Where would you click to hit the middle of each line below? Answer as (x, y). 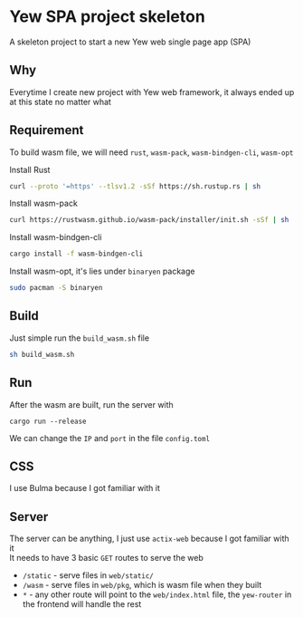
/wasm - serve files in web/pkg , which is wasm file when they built (142, 585)
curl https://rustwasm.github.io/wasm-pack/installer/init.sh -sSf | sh (149, 220)
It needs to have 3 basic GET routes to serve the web (106, 558)
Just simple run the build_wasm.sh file (80, 338)
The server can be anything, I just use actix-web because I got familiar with (149, 539)
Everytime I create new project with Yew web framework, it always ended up (152, 92)
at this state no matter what (60, 101)
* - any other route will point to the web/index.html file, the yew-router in (157, 594)
